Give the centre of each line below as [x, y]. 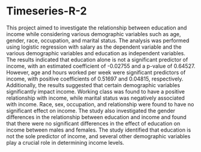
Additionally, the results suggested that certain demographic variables [93, 85]
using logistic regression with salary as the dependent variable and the [94, 47]
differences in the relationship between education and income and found [96, 117]
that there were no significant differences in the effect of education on [93, 123]
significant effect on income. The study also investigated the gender [91, 111]
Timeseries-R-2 [47, 11]
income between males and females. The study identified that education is [99, 130]
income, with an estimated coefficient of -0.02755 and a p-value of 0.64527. [101, 66]
